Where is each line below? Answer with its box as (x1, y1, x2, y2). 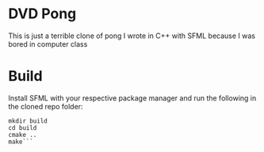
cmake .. (8, 131, 37, 139)
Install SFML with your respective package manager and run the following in (8, 93, 257, 103)
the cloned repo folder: (8, 101, 83, 111)
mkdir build (8, 116, 48, 125)
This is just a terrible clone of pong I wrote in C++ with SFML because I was (8, 31, 256, 40)
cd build (8, 123, 37, 131)
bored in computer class (8, 39, 88, 48)
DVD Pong (8, 5, 77, 23)
